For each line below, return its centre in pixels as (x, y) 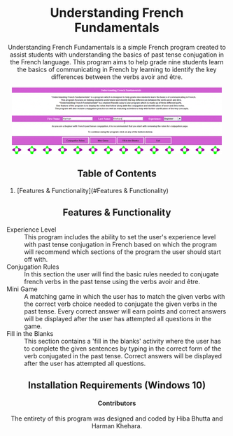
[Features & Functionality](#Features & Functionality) (93, 190)
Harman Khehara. (117, 426)
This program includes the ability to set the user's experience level (120, 237)
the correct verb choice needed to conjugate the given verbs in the (121, 304)
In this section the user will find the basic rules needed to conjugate (122, 274)
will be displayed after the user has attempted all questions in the (118, 318)
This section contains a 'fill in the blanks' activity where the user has (122, 341)
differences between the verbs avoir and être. (117, 77)
